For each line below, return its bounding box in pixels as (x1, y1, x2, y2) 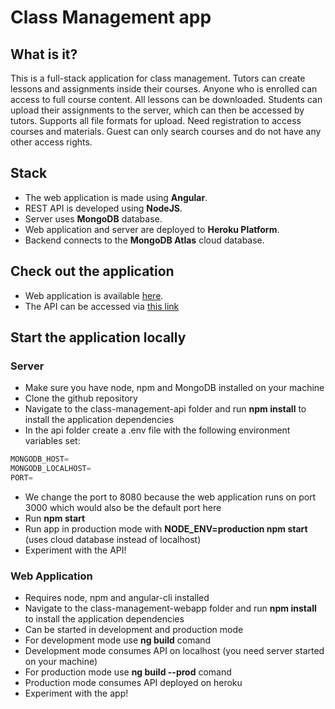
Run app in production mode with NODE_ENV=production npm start (24, 522, 308, 535)
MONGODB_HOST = (10, 454, 70, 465)
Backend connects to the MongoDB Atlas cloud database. (24, 234, 265, 246)
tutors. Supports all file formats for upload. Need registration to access (10, 115, 302, 126)
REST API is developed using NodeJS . (24, 202, 183, 214)
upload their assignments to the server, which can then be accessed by (10, 104, 305, 116)
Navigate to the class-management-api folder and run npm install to (24, 403, 307, 415)
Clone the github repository (24, 392, 138, 405)
